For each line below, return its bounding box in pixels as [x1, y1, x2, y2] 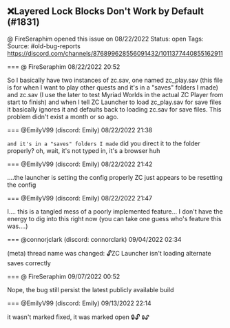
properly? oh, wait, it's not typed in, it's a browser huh [7, 146, 160, 154]
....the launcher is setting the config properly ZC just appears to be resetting [7, 173, 222, 181]
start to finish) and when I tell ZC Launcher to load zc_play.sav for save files [7, 98, 222, 106]
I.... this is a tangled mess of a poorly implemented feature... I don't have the [7, 207, 223, 216]
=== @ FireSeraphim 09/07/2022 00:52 [7, 272, 121, 280]
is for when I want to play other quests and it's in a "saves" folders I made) [7, 83, 219, 92]
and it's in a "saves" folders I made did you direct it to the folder [7, 139, 201, 147]
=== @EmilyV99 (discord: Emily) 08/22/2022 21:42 [7, 160, 153, 168]
